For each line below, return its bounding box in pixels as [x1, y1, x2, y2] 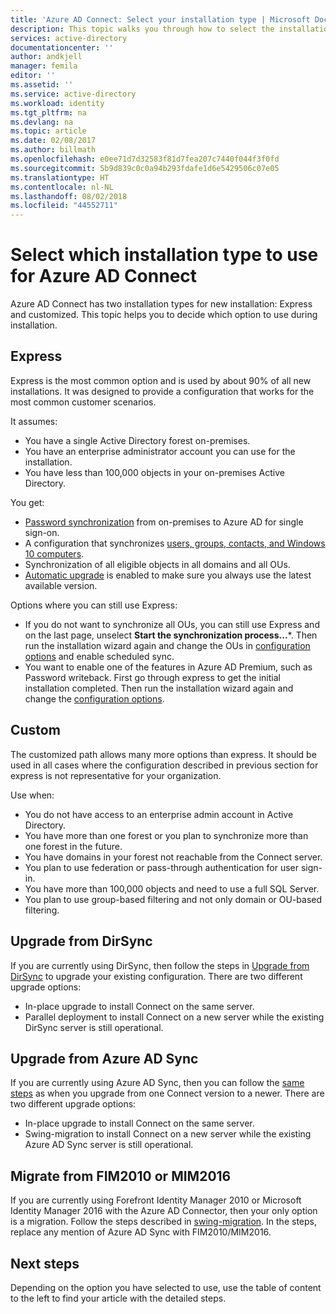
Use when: [10, 789, 55, 801]
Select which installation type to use [10, 244, 319, 266]
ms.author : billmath [10, 145, 97, 155]
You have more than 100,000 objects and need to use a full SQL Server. [24, 882, 320, 895]
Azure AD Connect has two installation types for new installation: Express [10, 298, 313, 310]
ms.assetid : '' [10, 80, 74, 90]
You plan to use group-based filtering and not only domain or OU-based [24, 893, 323, 905]
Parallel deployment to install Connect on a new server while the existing [24, 1011, 325, 1023]
